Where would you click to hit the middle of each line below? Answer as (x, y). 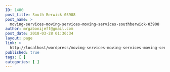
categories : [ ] (22, 62)
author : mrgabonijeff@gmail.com (39, 29)
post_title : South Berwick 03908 (40, 15)
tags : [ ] (16, 57)
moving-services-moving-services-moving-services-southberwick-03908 (84, 24)
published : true (22, 52)
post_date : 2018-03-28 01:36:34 (39, 33)
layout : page (19, 39)
